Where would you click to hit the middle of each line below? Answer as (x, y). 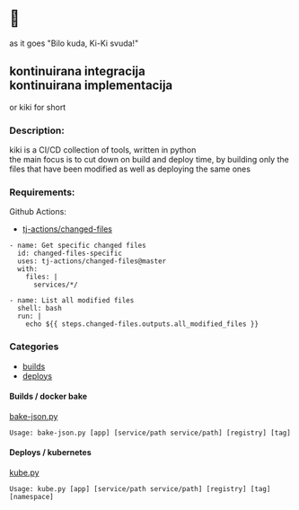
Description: (37, 130)
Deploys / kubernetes (50, 453)
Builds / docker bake (48, 396)
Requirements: (42, 192)
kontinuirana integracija (77, 71)
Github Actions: (38, 212)
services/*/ (55, 285)
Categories (34, 347)
